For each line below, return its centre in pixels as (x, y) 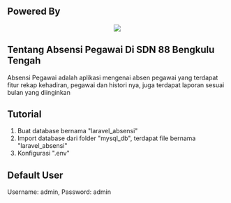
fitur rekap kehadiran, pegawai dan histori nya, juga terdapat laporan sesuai (116, 85)
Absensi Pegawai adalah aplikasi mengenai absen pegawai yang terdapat (113, 77)
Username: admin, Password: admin (59, 192)
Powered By (34, 12)
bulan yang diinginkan (39, 92)
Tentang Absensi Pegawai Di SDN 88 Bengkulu (111, 50)
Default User (35, 175)
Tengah (24, 61)
